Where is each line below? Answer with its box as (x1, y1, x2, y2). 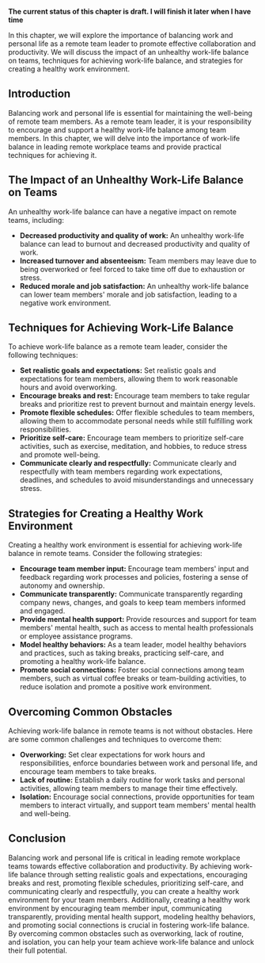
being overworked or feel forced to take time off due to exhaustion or (19, 264, 245, 274)
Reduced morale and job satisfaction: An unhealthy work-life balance (19, 281, 249, 290)
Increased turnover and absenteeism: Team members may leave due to (19, 255, 257, 265)
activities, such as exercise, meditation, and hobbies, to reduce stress (19, 442, 248, 451)
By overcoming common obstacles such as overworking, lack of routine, (8, 928, 244, 938)
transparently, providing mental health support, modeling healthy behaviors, (8, 911, 256, 921)
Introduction (8, 87, 71, 101)
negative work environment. (19, 297, 112, 308)
